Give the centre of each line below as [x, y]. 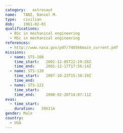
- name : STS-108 [27, 57]
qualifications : [22, 29]
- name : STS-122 [27, 85]
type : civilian [23, 19]
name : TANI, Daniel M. [31, 15]
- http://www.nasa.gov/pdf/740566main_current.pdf [64, 48]
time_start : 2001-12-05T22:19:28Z [53, 62]
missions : [16, 52]
